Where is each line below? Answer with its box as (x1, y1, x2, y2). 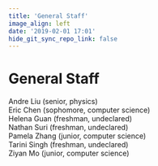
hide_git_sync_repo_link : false (8, 34, 117, 43)
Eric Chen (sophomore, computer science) (8, 105, 151, 115)
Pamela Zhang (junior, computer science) (8, 131, 147, 141)
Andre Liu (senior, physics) (8, 97, 99, 107)
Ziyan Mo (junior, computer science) (8, 148, 130, 159)
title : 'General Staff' (8, 11, 89, 20)
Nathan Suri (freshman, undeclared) (8, 123, 129, 133)
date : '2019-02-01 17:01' (8, 27, 96, 35)
